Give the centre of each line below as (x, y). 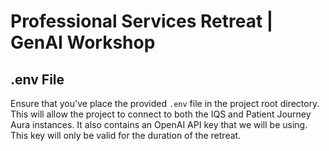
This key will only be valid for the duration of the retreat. (126, 135)
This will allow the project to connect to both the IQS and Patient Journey (161, 114)
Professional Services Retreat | (142, 21)
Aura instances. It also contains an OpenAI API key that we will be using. (159, 124)
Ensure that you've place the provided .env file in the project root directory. (165, 103)
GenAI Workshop (83, 42)
